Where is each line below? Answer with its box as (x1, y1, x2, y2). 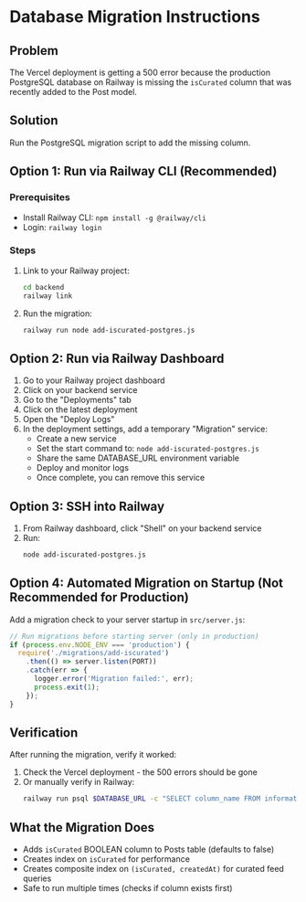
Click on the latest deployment (22, 404, 138, 415)
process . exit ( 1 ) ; (33, 683, 100, 692)
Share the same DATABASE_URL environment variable (36, 452, 240, 463)
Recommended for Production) (9, 589, 189, 605)
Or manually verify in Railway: (22, 777, 135, 788)
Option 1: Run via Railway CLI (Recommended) (9, 164, 278, 179)
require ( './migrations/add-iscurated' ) (17, 649, 170, 658)
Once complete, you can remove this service (36, 472, 206, 483)
